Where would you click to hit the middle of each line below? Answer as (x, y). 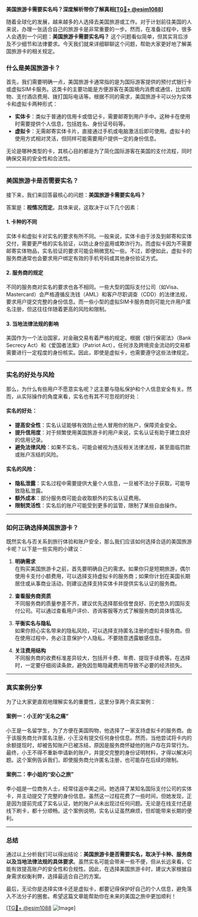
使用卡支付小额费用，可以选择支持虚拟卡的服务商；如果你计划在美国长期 (102, 576)
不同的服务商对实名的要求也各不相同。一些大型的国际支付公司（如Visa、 (94, 287)
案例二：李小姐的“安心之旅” (40, 774)
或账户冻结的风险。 (38, 454)
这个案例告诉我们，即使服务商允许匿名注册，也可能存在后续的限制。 (99, 760)
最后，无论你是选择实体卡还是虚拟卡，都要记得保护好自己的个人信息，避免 (96, 889)
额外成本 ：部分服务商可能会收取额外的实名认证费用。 (79, 498)
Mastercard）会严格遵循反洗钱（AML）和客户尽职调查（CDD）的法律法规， (98, 294)
